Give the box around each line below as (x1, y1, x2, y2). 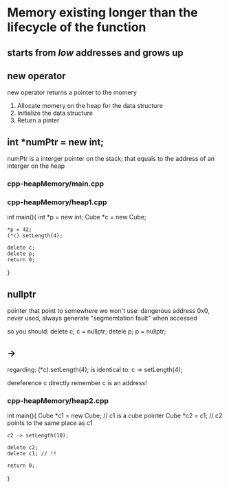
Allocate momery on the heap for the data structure (17, 102, 163, 110)
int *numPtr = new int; (7, 136, 105, 148)
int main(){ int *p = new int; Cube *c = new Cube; (7, 213, 146, 221)
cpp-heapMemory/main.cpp (7, 179, 105, 188)
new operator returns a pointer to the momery (7, 88, 138, 97)
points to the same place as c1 (7, 419, 93, 427)
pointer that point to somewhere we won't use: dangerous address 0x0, (7, 307, 210, 315)
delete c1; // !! (7, 450, 57, 457)
